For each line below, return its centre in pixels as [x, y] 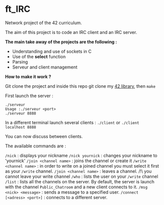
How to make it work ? [28, 76]
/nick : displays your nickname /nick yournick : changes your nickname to [81, 155]
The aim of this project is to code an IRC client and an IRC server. [71, 32]
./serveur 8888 [21, 113]
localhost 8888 [21, 127]
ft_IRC [18, 9]
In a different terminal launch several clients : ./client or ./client [72, 122]
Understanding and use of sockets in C [52, 51]
